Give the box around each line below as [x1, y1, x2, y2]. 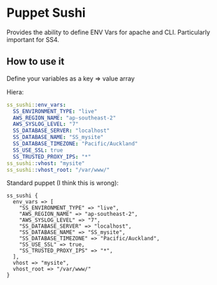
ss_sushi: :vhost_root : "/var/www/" [6, 166, 110, 173]
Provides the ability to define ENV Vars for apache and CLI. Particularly [6, 28, 211, 36]
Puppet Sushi [6, 5, 86, 21]
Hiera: [6, 87, 24, 96]
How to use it [6, 56, 65, 68]
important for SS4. [6, 35, 60, 43]
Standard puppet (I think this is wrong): [6, 179, 119, 187]
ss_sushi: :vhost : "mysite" [6, 159, 85, 167]
